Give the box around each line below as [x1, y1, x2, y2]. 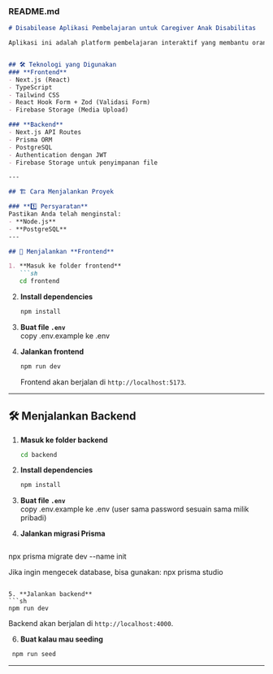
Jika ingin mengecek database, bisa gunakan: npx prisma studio [8, 567, 223, 577]
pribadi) [19, 513, 47, 523]
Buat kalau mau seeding [19, 634, 104, 644]
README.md [8, 6, 60, 17]
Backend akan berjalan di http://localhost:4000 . [8, 619, 174, 628]
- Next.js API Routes [8, 128, 82, 137]
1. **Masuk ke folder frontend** [8, 262, 122, 270]
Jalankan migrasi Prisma [19, 528, 106, 538]
